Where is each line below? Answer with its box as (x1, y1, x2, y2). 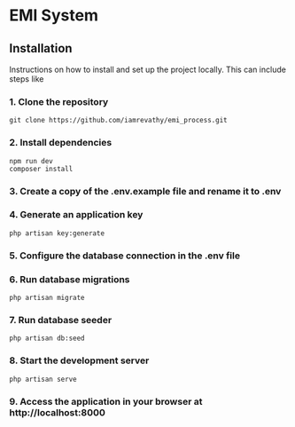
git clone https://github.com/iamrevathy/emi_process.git (9, 116, 228, 125)
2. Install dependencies (9, 137, 113, 149)
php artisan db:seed (9, 334, 86, 343)
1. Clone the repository (9, 95, 109, 107)
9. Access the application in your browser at (9, 395, 203, 407)
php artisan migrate (9, 294, 86, 303)
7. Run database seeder (9, 313, 113, 326)
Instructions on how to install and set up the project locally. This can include (9, 64, 286, 75)
